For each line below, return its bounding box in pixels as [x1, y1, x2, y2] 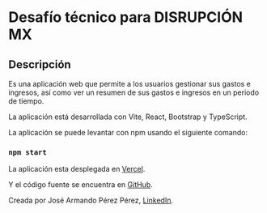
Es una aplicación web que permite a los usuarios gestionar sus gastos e [8, 79, 251, 88]
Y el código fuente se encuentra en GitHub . [8, 180, 154, 190]
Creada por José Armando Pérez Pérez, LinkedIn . [8, 195, 174, 206]
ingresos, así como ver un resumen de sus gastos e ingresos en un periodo [8, 87, 260, 97]
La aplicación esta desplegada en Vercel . [8, 164, 146, 174]
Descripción [8, 58, 71, 71]
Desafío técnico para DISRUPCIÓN [8, 8, 244, 27]
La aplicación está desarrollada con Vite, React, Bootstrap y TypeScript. [8, 112, 248, 121]
